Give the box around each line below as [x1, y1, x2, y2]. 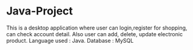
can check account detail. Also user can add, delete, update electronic [6, 30, 183, 37]
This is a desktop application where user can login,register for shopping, [6, 24, 188, 31]
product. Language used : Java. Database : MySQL [6, 37, 134, 44]
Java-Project [6, 4, 73, 18]
